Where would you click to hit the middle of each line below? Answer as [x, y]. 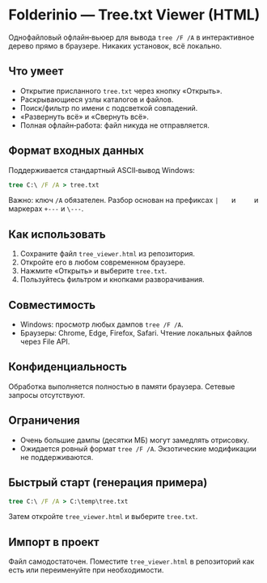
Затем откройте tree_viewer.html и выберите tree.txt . [103, 517]
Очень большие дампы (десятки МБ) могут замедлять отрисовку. [134, 440]
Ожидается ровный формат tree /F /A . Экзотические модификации [138, 448]
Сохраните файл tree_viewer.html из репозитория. [108, 254]
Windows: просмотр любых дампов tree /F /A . [102, 324]
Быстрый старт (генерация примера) [108, 483]
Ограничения [44, 421]
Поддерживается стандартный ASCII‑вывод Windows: [102, 170]
